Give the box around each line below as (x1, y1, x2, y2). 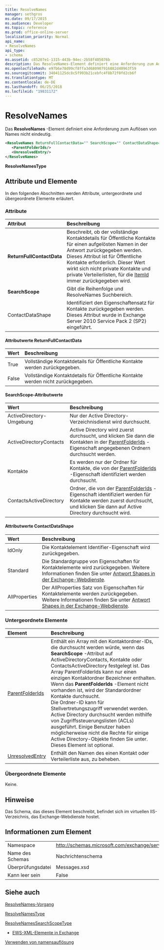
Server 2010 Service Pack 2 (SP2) (66, 317, 146, 324)
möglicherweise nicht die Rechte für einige (50, 729, 149, 736)
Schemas (7, 856, 29, 863)
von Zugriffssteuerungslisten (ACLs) (50, 717, 134, 724)
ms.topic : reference (5, 25, 47, 30)
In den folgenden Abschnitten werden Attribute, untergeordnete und (5, 190, 142, 196)
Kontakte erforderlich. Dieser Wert (66, 259, 145, 266)
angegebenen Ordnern (98, 445, 150, 452)
